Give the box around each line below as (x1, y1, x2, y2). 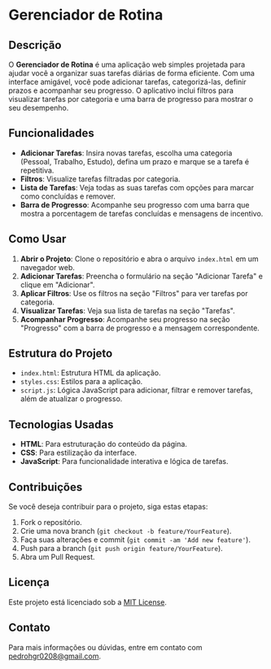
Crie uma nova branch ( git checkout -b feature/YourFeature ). (20, 527, 232, 536)
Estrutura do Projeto (8, 347, 113, 361)
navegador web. (20, 262, 76, 272)
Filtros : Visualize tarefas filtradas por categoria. (20, 173, 181, 184)
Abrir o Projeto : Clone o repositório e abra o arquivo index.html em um (20, 254, 259, 264)
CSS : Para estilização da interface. (20, 448, 137, 457)
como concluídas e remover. (20, 191, 116, 201)
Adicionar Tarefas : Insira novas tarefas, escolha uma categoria (20, 148, 233, 158)
